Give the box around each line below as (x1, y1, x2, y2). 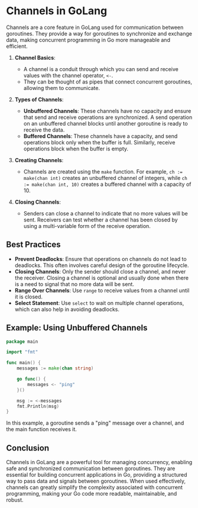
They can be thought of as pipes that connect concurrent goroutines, (23, 78, 192, 85)
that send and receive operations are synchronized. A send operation (23, 114, 193, 121)
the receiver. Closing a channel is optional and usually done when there (14, 274, 189, 281)
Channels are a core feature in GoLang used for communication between (6, 24, 184, 31)
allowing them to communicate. (23, 84, 100, 91)
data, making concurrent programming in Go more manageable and (6, 36, 170, 43)
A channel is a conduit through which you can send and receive (23, 65, 178, 72)
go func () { (17, 376, 46, 382)
